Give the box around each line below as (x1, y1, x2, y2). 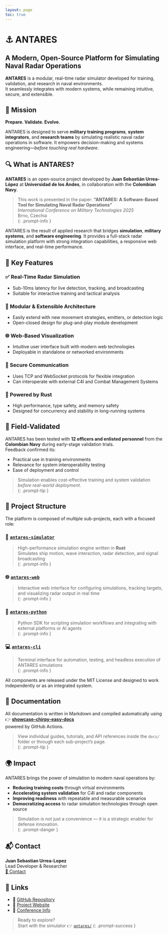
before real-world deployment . (17, 482, 81, 488)
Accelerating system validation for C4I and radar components (12, 790, 143, 796)
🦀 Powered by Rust (5, 391, 52, 398)
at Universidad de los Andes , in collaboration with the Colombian (19, 181, 156, 188)
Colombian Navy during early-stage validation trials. (5, 441, 114, 447)
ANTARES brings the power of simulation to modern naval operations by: (5, 775, 156, 781)
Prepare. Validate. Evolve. (5, 119, 60, 125)
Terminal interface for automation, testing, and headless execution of (17, 656, 161, 663)
